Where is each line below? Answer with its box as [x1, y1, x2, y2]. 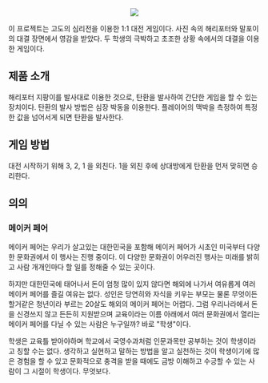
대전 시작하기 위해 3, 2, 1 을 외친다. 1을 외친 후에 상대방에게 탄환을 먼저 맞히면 [8, 160, 250, 171]
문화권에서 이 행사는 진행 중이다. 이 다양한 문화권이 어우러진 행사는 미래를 [16, 252, 246, 262]
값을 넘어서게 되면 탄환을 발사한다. [16, 112, 124, 122]
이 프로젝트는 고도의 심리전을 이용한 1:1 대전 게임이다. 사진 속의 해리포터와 [8, 24, 238, 33]
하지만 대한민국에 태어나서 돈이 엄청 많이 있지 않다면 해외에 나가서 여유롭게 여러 [8, 280, 256, 289]
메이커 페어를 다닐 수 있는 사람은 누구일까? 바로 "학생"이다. [8, 320, 191, 329]
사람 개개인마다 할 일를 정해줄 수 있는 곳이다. [16, 262, 156, 272]
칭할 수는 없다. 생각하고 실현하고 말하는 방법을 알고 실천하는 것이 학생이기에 [16, 346, 252, 356]
